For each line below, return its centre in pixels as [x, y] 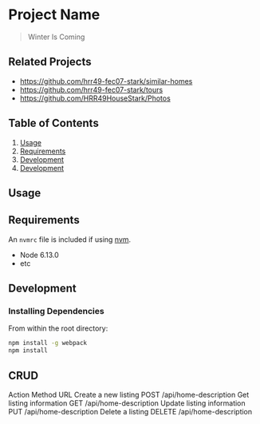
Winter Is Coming [56, 37]
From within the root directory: [58, 328]
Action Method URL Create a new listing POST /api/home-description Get [129, 395]
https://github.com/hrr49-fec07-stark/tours [91, 89]
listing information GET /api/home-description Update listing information [127, 403]
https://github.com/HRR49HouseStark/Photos [95, 98]
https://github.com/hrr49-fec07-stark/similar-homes [106, 81]
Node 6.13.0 [39, 255]
